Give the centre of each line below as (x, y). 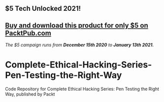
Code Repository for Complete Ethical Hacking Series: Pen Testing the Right (82, 89)
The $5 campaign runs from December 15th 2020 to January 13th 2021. (80, 45)
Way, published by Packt (30, 94)
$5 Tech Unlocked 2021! (43, 9)
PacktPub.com (28, 33)
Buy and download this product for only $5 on (77, 25)
